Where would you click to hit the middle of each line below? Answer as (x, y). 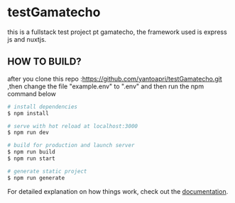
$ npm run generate (36, 178)
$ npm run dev (28, 133)
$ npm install (28, 113)
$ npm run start (31, 158)
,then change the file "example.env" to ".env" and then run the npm (106, 86)
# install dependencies (43, 107)
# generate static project (47, 171)
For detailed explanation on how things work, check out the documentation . (118, 191)
